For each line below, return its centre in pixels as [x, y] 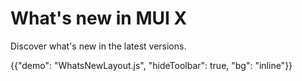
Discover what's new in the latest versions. [98, 46]
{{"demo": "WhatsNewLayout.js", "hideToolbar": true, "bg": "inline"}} [151, 65]
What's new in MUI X [99, 18]
